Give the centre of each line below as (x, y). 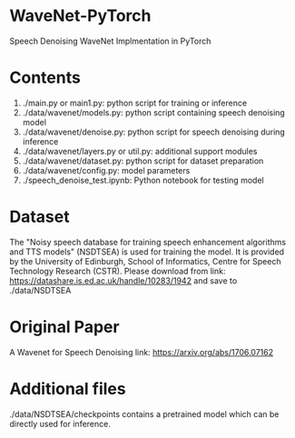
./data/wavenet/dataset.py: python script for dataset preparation (143, 161)
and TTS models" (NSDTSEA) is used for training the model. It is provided (147, 252)
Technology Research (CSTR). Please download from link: (118, 271)
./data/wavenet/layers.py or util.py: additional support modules (140, 151)
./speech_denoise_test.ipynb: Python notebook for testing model (143, 180)
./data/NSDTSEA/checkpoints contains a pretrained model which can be (144, 413)
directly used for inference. (60, 423)
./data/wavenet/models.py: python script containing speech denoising (154, 112)
